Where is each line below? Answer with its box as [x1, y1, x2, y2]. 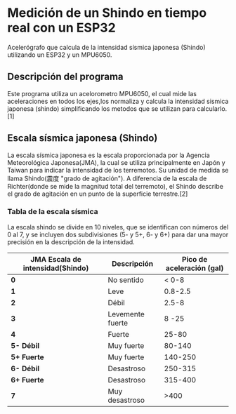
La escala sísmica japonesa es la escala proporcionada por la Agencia [7, 151, 211, 159]
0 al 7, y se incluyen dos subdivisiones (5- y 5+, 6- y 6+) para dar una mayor [7, 230, 229, 239]
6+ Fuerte [11, 375, 44, 385]
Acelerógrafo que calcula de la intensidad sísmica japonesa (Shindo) [7, 43, 206, 51]
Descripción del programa [7, 71, 124, 83]
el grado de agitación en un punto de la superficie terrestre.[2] [7, 189, 188, 198]
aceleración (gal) [165, 263, 224, 273]
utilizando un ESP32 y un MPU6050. [7, 51, 112, 59]
